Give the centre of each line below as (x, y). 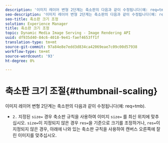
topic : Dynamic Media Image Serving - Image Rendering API (68, 33)
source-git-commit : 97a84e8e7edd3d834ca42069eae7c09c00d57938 (71, 47)
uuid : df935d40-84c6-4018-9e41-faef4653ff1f (52, 38)
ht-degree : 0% (20, 61)
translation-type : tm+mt (31, 42)
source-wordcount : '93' (30, 56)
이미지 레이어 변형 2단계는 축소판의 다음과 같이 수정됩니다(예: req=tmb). (75, 106)
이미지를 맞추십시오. (37, 136)
